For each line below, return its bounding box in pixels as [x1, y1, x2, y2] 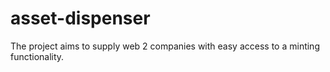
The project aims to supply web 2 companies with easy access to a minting [10, 40, 320, 52]
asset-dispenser [10, 7, 151, 30]
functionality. [10, 50, 65, 62]
